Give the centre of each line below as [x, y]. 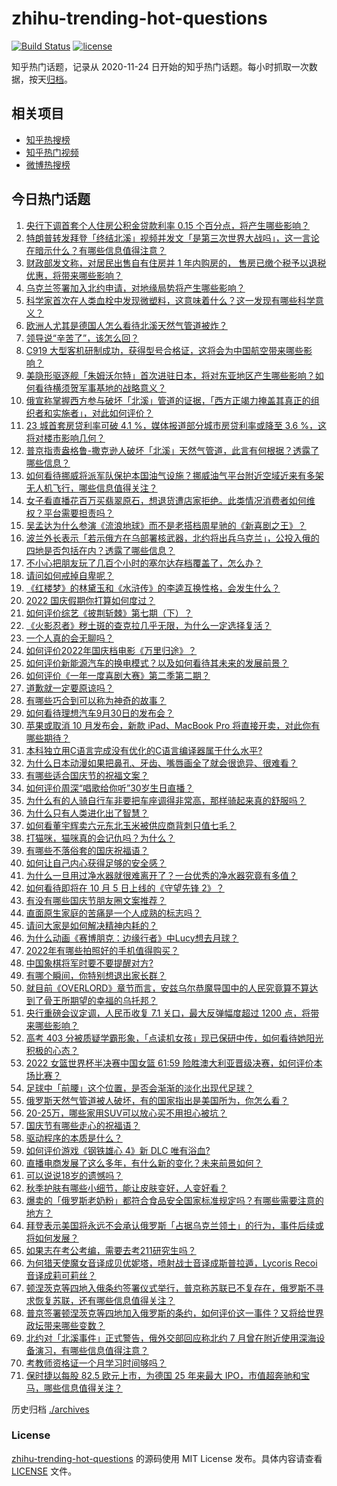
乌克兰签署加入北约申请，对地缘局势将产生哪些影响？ [135, 288]
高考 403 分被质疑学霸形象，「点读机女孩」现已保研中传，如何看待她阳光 [174, 1038]
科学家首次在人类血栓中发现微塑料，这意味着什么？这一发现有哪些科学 [170, 300]
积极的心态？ [52, 1050]
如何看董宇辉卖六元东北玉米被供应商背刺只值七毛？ [131, 825]
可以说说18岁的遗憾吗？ [74, 1175]
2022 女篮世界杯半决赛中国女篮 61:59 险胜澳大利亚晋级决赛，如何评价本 [174, 1063]
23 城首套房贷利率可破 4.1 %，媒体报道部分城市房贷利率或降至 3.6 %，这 [176, 425]
